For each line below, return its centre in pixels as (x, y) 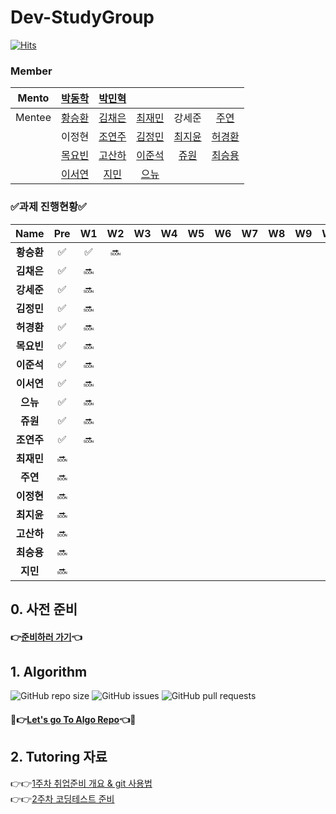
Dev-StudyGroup (82, 17)
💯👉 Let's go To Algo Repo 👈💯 (73, 719)
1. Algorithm (49, 671)
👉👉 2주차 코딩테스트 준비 (62, 798)
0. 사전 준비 (44, 609)
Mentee (33, 118)
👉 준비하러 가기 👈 (46, 637)
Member (31, 71)
